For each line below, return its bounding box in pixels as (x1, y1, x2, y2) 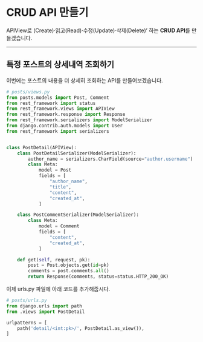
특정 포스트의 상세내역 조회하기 (6, 59, 115, 70)
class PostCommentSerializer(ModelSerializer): (17, 212, 139, 218)
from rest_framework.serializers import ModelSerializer (6, 117, 153, 123)
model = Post (38, 167, 71, 173)
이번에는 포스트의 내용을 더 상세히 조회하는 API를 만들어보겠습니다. (6, 76, 163, 84)
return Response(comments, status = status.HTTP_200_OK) (28, 273, 169, 280)
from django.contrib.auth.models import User (6, 122, 123, 129)
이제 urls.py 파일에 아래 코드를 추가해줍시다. (6, 286, 111, 292)
